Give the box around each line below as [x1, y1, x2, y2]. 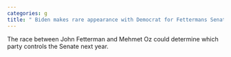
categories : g [7, 9, 48, 17]
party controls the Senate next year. [7, 42, 109, 50]
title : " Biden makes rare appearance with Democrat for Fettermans [7, 16, 208, 23]
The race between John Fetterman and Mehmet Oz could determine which [7, 35, 219, 43]
